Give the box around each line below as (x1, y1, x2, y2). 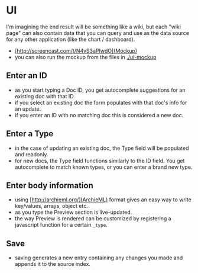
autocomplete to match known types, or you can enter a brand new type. (14, 163, 193, 171)
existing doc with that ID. (14, 92, 75, 99)
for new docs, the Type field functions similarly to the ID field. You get (14, 157, 185, 164)
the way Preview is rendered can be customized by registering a (14, 215, 171, 222)
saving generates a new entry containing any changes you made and (14, 254, 183, 261)
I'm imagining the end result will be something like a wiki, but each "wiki (6, 23, 181, 30)
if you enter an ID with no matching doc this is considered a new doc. (14, 111, 184, 118)
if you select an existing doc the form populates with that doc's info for (14, 99, 187, 106)
